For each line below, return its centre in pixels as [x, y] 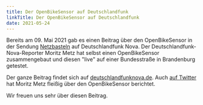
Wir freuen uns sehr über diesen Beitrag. [57, 96]
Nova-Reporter [25, 53]
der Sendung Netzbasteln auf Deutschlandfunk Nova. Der [78, 46]
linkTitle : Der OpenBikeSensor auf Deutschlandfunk [73, 17]
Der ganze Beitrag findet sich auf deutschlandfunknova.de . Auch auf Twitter [101, 78]
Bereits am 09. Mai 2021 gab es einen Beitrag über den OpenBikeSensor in [99, 40]
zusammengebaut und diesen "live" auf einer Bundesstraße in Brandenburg [101, 59]
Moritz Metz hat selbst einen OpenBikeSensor [102, 53]
